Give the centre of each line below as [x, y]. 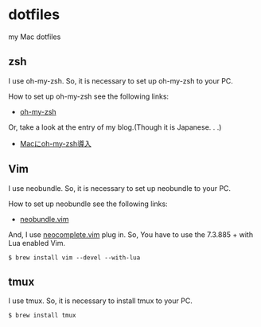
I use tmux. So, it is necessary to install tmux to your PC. [100, 301]
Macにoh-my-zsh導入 [55, 143]
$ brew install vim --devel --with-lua [74, 257]
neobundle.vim [44, 219]
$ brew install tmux [43, 316]
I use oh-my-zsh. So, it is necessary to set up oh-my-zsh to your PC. [121, 80]
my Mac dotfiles [35, 37]
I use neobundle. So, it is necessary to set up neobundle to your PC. [120, 188]
